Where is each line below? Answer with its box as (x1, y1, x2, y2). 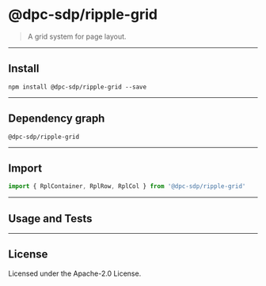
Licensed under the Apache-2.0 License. (8, 269, 142, 278)
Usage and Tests (8, 212, 93, 225)
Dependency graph (8, 112, 105, 126)
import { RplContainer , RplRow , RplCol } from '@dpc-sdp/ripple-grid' (8, 183, 246, 190)
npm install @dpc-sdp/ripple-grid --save (8, 83, 147, 91)
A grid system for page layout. (27, 32, 127, 41)
